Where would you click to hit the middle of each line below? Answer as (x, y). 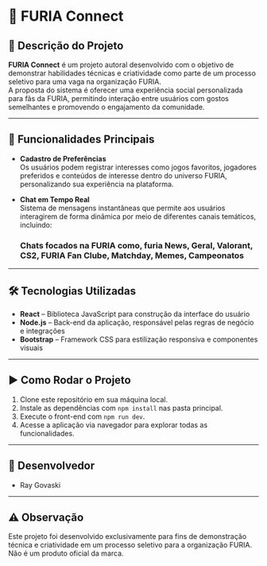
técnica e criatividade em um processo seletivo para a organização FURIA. (130, 545)
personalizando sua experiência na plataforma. (97, 184)
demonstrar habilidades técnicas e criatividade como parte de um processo (132, 73)
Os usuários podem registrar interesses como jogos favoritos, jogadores (138, 167)
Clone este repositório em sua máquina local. (94, 399)
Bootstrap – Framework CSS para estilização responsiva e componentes (139, 339)
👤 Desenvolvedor (52, 466)
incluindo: (36, 224)
